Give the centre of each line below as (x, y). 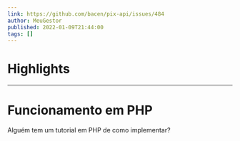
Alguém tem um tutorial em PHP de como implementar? (89, 130)
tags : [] (20, 34)
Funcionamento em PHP (80, 110)
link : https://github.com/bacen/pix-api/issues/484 (86, 14)
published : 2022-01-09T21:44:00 (55, 27)
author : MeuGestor (35, 21)
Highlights (39, 69)
